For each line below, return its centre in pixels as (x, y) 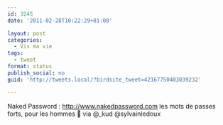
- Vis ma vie (33, 47)
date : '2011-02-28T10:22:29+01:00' (60, 21)
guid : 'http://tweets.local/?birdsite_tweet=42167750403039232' (104, 80)
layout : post (27, 33)
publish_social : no (36, 73)
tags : (15, 53)
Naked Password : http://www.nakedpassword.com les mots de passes (111, 106)
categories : (25, 40)
